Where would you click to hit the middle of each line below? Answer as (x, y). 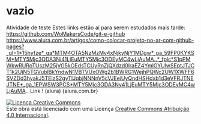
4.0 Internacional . (28, 115)
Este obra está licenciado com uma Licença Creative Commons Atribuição (98, 108)
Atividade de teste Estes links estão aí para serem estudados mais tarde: (96, 27)
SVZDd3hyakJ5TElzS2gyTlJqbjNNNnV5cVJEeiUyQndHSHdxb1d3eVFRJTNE (100, 78)
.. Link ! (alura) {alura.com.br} (62, 91)
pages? (15, 46)
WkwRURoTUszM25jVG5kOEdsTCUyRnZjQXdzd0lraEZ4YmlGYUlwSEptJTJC (100, 65)
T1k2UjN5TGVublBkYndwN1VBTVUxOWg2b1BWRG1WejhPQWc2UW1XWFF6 (100, 72)
